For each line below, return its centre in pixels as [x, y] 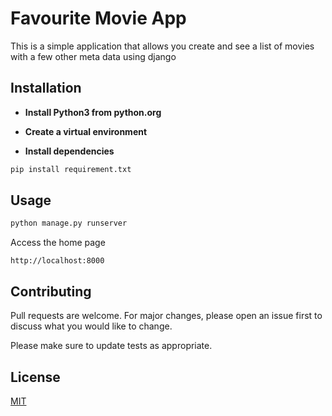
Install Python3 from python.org [93, 112]
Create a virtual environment [86, 131]
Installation [46, 88]
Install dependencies [69, 151]
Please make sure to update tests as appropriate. [111, 346]
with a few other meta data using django [93, 56]
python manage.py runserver [69, 223]
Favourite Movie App [98, 18]
